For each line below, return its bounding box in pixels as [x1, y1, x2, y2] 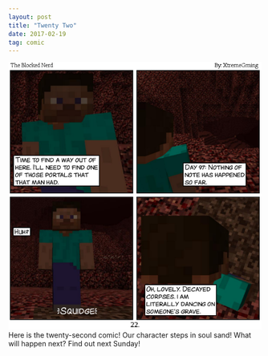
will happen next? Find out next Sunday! [8, 338, 140, 348]
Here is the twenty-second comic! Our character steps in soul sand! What [8, 330, 251, 340]
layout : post [8, 13, 52, 21]
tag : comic [8, 38, 45, 47]
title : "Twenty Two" [8, 21, 78, 30]
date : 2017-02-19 [8, 30, 67, 38]
